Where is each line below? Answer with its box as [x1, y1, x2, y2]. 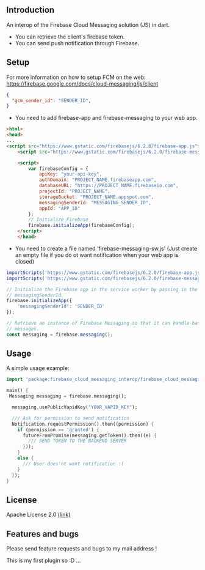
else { [17, 455, 34, 461]
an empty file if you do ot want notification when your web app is [15, 251, 179, 259]
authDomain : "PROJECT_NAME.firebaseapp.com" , [38, 177, 157, 183]
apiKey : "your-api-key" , [38, 171, 103, 177]
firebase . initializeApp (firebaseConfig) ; [28, 223, 135, 229]
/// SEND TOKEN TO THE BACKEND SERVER [28, 438, 127, 444]
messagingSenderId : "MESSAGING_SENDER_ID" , [38, 199, 151, 205]
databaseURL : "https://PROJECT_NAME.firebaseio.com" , [38, 183, 179, 189]
